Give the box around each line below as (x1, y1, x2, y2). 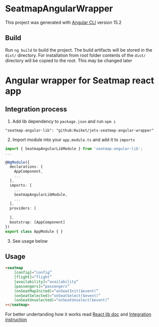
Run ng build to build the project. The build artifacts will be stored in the (5, 47, 153, 53)
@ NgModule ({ (5, 160, 30, 165)
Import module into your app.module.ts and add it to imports (12, 136, 135, 142)
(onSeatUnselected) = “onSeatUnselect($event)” (14, 298, 110, 303)
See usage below (12, 238, 48, 244)
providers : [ (9, 206, 37, 211)
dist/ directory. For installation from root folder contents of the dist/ (5, 52, 146, 58)
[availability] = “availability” (14, 279, 79, 284)
